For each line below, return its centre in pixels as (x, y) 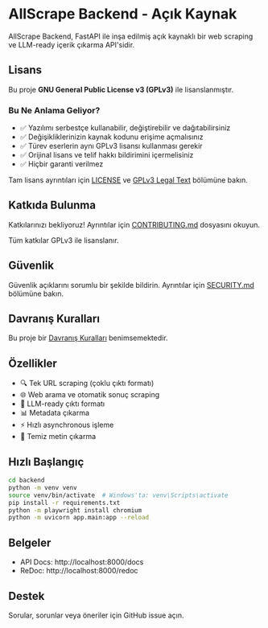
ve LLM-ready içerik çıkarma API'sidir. (72, 44)
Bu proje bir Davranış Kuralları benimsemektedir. (88, 338)
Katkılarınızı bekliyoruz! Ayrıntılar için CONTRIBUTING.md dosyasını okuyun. (134, 224)
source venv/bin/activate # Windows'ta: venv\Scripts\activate (118, 495)
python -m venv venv (43, 487)
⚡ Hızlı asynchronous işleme (67, 425)
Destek (27, 596)
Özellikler (33, 363)
